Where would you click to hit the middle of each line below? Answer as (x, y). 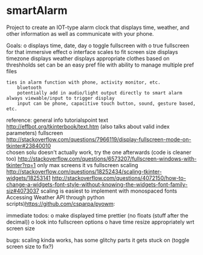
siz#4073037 (23, 191)
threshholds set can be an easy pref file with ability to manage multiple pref (100, 65)
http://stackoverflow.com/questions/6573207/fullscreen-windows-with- (107, 159)
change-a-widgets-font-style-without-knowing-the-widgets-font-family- (97, 184)
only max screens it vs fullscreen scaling (88, 165)
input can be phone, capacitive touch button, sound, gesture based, (107, 104)
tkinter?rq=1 (21, 165)
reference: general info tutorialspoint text (57, 120)
